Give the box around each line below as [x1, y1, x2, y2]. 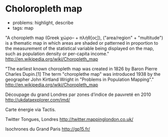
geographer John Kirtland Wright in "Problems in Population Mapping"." [5, 76, 154, 82]
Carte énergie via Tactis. [5, 106, 57, 112]
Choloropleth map [5, 3, 82, 15]
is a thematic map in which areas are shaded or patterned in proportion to [5, 40, 158, 46]
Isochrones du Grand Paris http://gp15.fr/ [5, 126, 90, 132]
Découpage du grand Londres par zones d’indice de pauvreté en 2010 [5, 91, 151, 97]
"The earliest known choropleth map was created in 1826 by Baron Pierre [5, 66, 157, 72]
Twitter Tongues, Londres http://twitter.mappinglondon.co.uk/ [5, 116, 134, 122]
